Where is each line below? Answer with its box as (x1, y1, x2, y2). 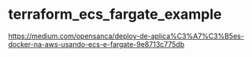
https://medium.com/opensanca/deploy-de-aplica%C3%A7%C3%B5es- (8, 31, 244, 41)
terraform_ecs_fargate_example (8, 5, 222, 23)
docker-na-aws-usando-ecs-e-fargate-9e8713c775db (8, 39, 185, 48)
